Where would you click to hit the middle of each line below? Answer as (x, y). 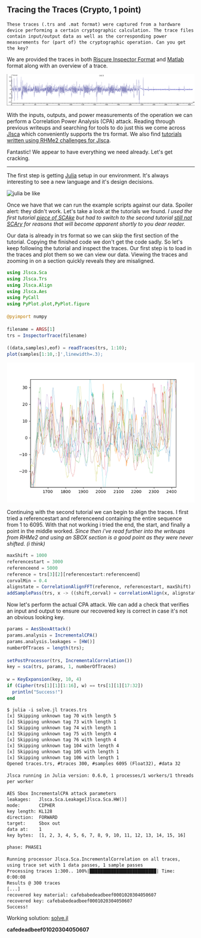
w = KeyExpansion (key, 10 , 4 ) (44, 679)
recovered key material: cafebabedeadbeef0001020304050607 (82, 895)
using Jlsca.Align (30, 285)
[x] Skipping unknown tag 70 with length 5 (62, 716)
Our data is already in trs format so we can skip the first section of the (93, 235)
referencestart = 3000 (35, 562)
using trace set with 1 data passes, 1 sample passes (75, 865)
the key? (18, 48)
